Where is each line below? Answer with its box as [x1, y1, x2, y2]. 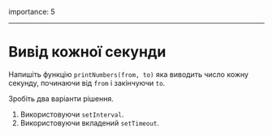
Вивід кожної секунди [8, 43, 167, 62]
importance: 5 [8, 7, 55, 16]
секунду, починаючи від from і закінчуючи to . [8, 78, 166, 87]
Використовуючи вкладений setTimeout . [19, 117, 160, 128]
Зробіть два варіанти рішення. [8, 93, 114, 104]
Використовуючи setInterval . [19, 109, 124, 119]
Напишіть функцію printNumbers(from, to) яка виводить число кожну [8, 69, 249, 79]
